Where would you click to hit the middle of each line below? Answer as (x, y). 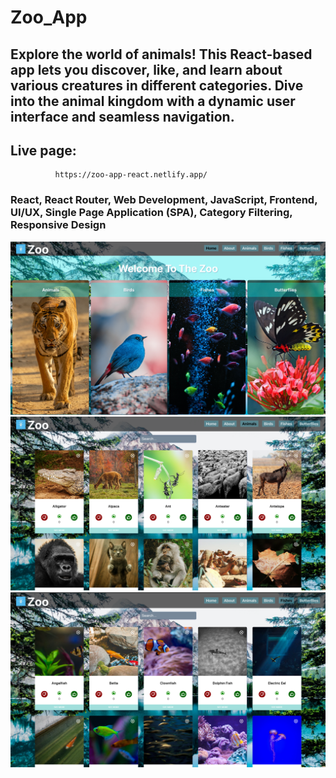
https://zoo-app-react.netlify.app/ (131, 175)
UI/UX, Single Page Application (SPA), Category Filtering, (151, 213)
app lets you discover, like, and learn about (146, 69)
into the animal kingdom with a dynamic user (153, 101)
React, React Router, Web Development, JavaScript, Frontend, (164, 200)
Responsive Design (58, 225)
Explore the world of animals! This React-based (161, 54)
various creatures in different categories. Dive (157, 85)
